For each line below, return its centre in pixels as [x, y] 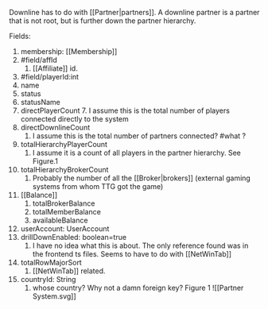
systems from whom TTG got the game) [98, 186]
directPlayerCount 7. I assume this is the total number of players [125, 110]
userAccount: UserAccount [65, 229]
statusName [40, 102]
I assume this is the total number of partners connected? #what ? [139, 136]
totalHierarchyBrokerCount [64, 170]
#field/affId [39, 60]
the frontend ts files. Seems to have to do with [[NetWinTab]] [132, 254]
